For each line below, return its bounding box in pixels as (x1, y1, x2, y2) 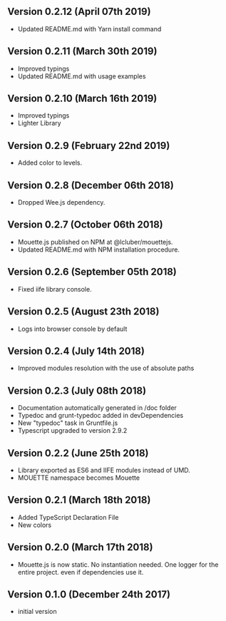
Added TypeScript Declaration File (17, 513, 119, 521)
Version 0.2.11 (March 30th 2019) (7, 46, 158, 58)
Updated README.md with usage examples (17, 71, 146, 81)
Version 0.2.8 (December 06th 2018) (7, 179, 175, 191)
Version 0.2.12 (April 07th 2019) (7, 6, 151, 18)
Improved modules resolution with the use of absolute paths (17, 364, 195, 373)
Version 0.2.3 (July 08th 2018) (7, 384, 147, 396)
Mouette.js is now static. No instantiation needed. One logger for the (17, 560, 219, 569)
